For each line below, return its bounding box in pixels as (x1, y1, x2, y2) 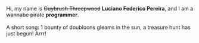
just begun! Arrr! (6, 30, 46, 37)
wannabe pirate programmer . (6, 11, 79, 18)
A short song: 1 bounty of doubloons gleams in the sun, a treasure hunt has (6, 24, 191, 31)
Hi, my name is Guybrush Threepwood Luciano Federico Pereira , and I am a (6, 5, 194, 12)
